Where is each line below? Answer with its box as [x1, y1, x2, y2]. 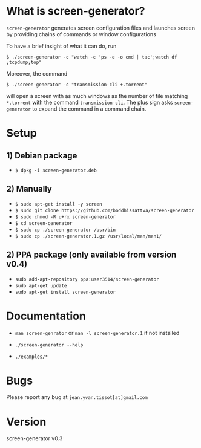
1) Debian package [6, 150, 77, 161]
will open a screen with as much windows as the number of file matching [6, 92, 188, 99]
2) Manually [6, 184, 53, 194]
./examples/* [15, 354, 48, 360]
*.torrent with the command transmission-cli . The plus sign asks [6, 99, 173, 106]
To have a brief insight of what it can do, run [6, 42, 117, 50]
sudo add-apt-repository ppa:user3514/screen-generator [15, 276, 159, 282]
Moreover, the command [6, 70, 68, 77]
